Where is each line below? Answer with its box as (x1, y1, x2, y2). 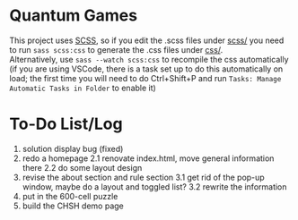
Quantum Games (9, 5, 137, 26)
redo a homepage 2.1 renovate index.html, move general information (22, 153, 275, 164)
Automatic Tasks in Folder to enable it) (9, 82, 157, 93)
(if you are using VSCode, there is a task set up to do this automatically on (9, 63, 284, 74)
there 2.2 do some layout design (22, 162, 143, 173)
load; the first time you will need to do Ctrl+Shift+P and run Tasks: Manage (9, 72, 282, 83)
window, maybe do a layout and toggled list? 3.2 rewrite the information (22, 181, 287, 192)
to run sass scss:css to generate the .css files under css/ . (9, 44, 223, 55)
